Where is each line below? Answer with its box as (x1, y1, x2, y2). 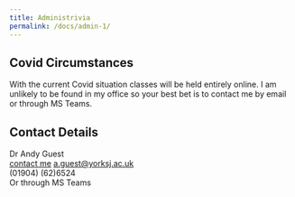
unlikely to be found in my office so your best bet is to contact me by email (9, 89, 287, 99)
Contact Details (9, 124, 99, 140)
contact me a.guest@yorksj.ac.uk (9, 158, 134, 169)
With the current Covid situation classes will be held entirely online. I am (9, 79, 277, 90)
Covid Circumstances (9, 55, 134, 70)
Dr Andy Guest (9, 148, 65, 159)
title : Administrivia (9, 13, 91, 23)
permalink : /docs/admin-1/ (9, 22, 111, 31)
